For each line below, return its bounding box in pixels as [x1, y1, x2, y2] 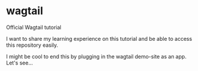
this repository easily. [6, 41, 59, 49]
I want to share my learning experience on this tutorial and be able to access [6, 35, 192, 42]
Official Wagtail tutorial [6, 24, 61, 31]
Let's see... [6, 59, 33, 66]
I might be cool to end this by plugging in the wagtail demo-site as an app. [6, 53, 187, 60]
